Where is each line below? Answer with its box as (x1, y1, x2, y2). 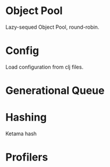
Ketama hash (5, 130, 37, 137)
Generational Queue (5, 84, 105, 97)
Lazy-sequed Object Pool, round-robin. (5, 23, 100, 30)
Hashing (5, 111, 47, 124)
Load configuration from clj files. (5, 63, 84, 70)
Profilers (5, 151, 48, 164)
